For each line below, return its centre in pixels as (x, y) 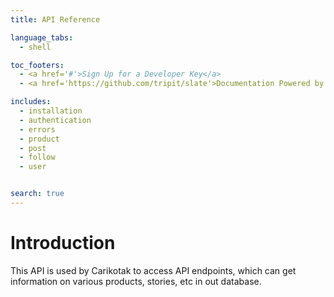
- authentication (55, 120)
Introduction (63, 243)
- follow (37, 157)
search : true (37, 194)
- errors (37, 129)
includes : (31, 102)
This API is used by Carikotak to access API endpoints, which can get (153, 270)
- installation (51, 111)
